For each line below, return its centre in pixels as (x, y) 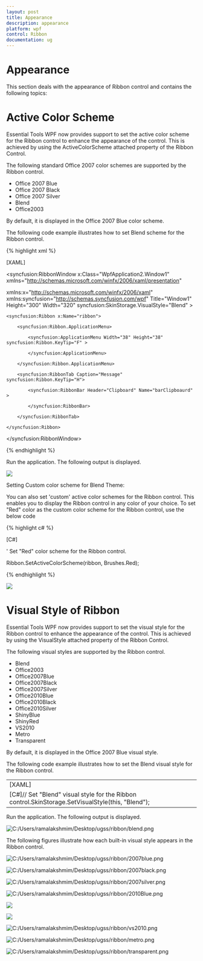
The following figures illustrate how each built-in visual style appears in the (100, 840)
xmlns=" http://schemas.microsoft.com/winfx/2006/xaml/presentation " (94, 280)
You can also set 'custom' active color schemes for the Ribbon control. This (100, 497)
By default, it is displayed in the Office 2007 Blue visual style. (82, 752)
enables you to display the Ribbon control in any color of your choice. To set (101, 503)
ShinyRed (27, 721)
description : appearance (37, 23)
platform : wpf (24, 29)
